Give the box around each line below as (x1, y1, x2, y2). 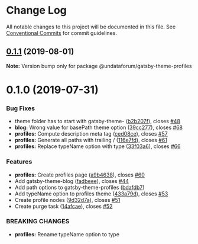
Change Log (6, 4, 67, 17)
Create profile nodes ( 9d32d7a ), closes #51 (14, 196, 121, 203)
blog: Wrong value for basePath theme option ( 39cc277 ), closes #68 (14, 124, 183, 131)
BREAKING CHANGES (6, 217, 70, 226)
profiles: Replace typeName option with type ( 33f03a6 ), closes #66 (14, 143, 181, 150)
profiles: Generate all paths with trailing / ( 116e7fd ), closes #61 (14, 137, 167, 144)
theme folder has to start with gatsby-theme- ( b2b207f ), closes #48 (14, 118, 180, 125)
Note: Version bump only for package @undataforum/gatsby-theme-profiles (6, 62, 192, 69)
